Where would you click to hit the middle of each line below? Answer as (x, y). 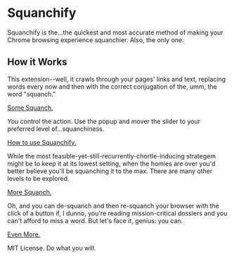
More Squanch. (30, 192)
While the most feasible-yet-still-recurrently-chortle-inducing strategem (112, 156)
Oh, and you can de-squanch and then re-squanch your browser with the (113, 206)
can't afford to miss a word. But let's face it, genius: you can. (95, 220)
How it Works (37, 62)
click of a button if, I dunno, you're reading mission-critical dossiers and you (117, 213)
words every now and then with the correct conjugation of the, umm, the (112, 87)
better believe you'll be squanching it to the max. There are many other (110, 171)
